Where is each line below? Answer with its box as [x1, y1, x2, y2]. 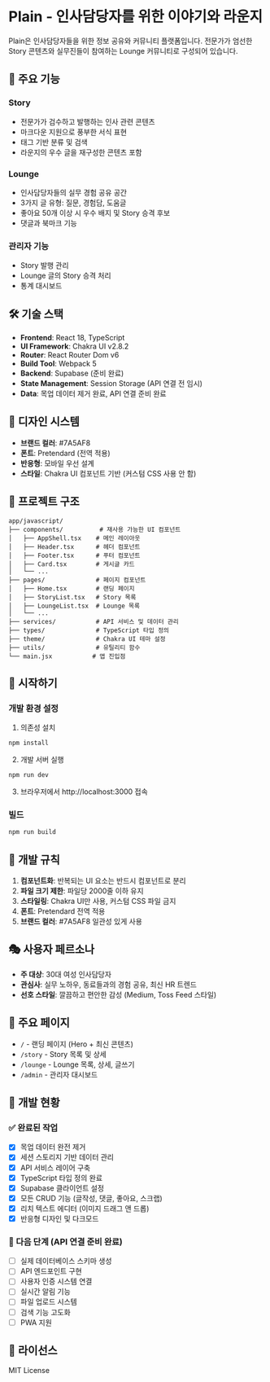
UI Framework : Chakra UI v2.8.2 [20, 341, 129, 351]
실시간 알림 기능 [20, 1287, 71, 1296]
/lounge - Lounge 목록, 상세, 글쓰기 [20, 1060, 135, 1069]
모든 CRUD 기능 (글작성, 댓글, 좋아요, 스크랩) [20, 1193, 163, 1203]
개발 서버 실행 [20, 755, 64, 765]
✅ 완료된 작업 [8, 1122, 59, 1134]
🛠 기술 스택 [8, 307, 63, 321]
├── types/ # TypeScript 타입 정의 [8, 626, 169, 634]
